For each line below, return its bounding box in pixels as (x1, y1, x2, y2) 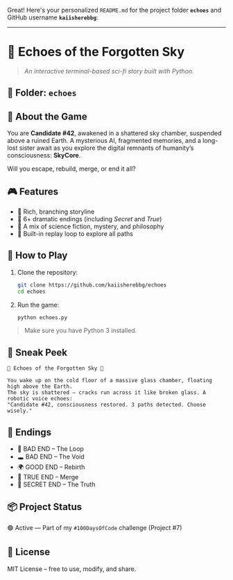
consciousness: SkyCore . (7, 151, 81, 160)
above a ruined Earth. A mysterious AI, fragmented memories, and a (7, 137, 201, 145)
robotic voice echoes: (7, 395, 73, 402)
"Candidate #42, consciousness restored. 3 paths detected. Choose (7, 402, 207, 409)
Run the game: (17, 300, 60, 309)
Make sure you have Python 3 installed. (24, 326, 137, 335)
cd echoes (17, 288, 46, 295)
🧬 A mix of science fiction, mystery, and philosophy (17, 222, 164, 230)
